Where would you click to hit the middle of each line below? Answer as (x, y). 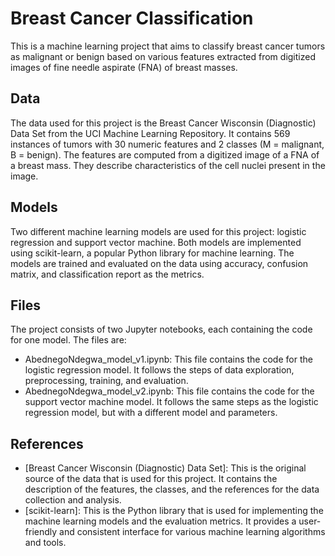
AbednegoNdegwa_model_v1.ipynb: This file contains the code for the (168, 359)
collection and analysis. (73, 500)
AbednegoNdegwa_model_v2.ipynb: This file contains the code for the (169, 391)
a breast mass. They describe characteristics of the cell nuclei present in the (168, 165)
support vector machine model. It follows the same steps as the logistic (171, 402)
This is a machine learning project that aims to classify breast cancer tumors (168, 46)
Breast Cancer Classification (132, 18)
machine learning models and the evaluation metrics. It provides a (160, 521)
